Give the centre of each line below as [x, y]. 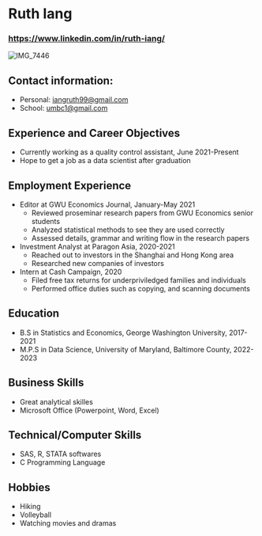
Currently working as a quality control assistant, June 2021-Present [129, 152]
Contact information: [61, 80]
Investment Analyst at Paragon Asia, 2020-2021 [97, 246]
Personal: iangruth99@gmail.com [74, 100]
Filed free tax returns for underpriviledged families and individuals [138, 280]
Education [34, 314]
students [46, 221]
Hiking [30, 507]
